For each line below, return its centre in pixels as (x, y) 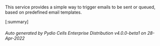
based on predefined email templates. (44, 12)
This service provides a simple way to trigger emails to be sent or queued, (80, 7)
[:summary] (17, 22)
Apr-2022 (15, 38)
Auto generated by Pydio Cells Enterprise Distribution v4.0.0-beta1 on (76, 33)
